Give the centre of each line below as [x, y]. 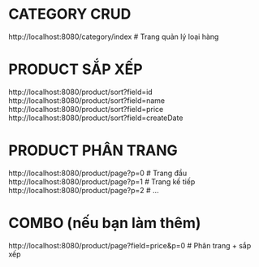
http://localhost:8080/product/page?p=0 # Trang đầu [98, 173]
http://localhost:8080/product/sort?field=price [86, 109]
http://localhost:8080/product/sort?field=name [87, 100]
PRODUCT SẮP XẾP [76, 69]
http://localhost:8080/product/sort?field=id [80, 92]
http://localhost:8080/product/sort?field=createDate [96, 118]
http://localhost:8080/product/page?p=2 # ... [84, 190]
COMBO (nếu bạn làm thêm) [105, 223]
